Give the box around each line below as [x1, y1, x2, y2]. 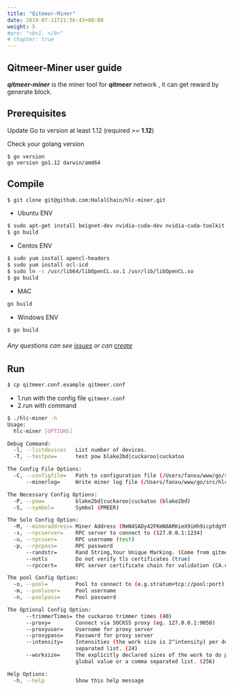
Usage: [7, 421, 26, 428]
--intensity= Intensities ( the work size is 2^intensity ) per [25, 639, 218, 646]
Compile [7, 178, 44, 190]
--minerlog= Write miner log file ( [25, 478, 144, 485]
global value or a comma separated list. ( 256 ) [75, 658, 216, 665]
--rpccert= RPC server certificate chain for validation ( [25, 562, 216, 569]
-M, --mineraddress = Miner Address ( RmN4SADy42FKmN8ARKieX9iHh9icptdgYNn [13, 523, 231, 530]
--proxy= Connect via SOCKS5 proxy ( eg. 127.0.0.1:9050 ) [25, 619, 216, 626]
